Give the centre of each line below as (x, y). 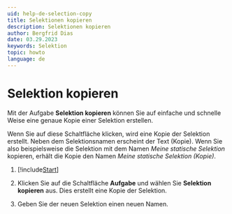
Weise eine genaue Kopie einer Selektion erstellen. (80, 120)
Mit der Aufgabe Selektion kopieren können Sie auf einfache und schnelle (114, 113)
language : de (26, 59)
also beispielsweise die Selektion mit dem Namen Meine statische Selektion (116, 148)
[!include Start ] (38, 169)
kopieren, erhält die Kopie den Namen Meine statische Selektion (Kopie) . (112, 156)
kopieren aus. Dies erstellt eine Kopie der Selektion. (92, 190)
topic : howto (26, 53)
